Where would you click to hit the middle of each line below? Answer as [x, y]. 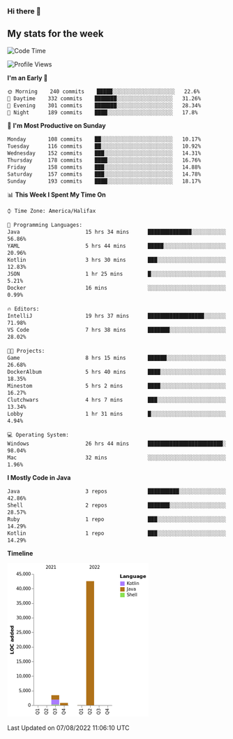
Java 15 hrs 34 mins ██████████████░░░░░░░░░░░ [117, 232]
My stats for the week [55, 34]
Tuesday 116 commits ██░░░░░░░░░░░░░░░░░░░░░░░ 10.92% [104, 146]
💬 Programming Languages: [45, 225]
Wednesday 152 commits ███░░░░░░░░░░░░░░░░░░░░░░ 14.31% [104, 153]
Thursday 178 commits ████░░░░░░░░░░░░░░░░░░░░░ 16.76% [104, 160]
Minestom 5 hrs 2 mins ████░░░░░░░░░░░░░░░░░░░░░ [117, 386]
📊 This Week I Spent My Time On [57, 195]
